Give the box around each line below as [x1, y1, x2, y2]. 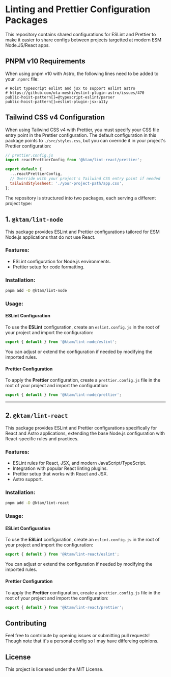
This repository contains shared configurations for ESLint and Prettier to [5, 31, 156, 37]
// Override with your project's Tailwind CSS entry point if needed [10, 176, 160, 182]
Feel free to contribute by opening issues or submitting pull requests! [5, 633, 150, 639]
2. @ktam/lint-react [5, 411, 68, 420]
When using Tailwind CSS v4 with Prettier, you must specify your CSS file [5, 127, 159, 133]
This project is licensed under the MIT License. [5, 666, 104, 672]
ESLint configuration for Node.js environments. [12, 258, 111, 264]
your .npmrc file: [5, 76, 39, 82]
